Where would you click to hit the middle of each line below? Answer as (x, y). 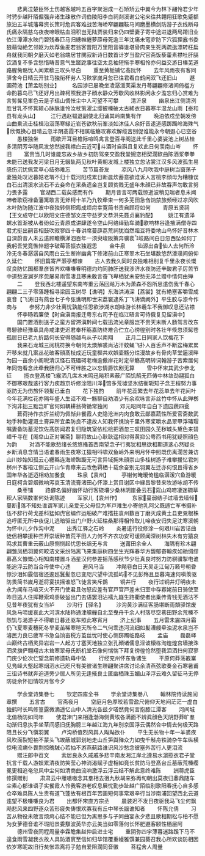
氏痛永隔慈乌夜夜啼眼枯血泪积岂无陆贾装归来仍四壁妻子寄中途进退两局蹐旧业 (103, 32)
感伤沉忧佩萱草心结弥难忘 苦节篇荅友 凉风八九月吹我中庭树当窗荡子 (101, 169)
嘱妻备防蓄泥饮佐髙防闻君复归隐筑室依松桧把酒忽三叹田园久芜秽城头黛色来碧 (103, 429)
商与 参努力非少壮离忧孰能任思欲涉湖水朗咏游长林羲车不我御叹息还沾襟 (101, 307)
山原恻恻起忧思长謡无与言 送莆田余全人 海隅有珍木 (117, 543)
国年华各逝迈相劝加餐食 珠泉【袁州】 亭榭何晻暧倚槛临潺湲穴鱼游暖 (101, 475)
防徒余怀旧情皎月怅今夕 (36, 681)
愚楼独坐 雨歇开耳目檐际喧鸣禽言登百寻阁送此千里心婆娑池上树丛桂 (106, 139)
